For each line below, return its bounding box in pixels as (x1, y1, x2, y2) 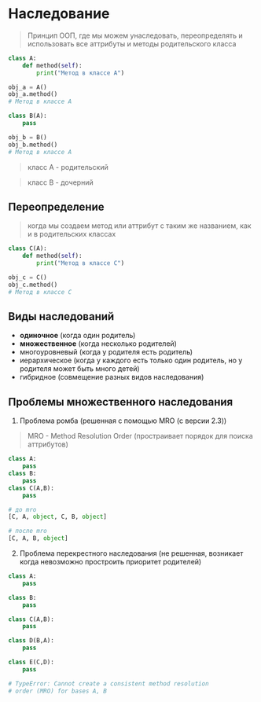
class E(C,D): (8, 658, 55, 666)
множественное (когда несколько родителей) (19, 339, 177, 348)
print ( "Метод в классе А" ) (36, 68, 125, 77)
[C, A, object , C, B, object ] (8, 513, 108, 521)
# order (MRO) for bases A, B (8, 687, 108, 695)
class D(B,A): (8, 637, 55, 645)
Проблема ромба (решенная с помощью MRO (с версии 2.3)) (19, 416, 227, 425)
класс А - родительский (27, 162, 108, 171)
